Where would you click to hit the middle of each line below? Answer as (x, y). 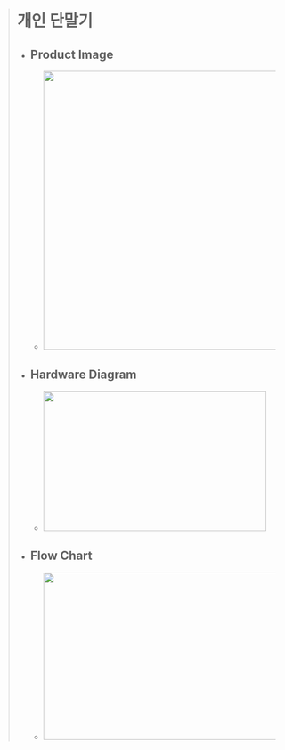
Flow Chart (61, 556)
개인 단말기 (55, 21)
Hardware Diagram (83, 375)
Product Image (72, 54)
